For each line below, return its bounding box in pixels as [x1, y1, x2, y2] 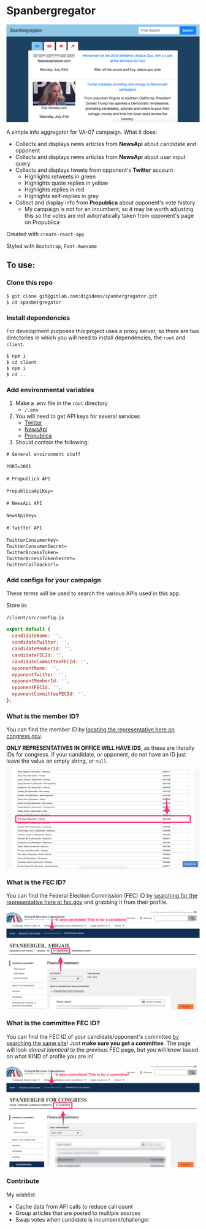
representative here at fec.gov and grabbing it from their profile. [6, 898, 168, 906]
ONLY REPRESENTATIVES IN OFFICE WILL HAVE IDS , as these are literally [6, 744, 195, 752]
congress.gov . [6, 733, 43, 740]
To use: [6, 260, 36, 271]
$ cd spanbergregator [6, 299, 62, 306]
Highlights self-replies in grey [24, 192, 99, 199]
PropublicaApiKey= [6, 488, 53, 495]
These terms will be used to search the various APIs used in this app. [6, 590, 181, 597]
